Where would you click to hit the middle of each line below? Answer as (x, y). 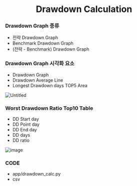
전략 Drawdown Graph (35, 38)
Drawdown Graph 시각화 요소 (40, 64)
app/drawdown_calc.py (36, 174)
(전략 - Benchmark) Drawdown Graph (51, 49)
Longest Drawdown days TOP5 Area (50, 85)
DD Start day (25, 119)
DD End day (25, 130)
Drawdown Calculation (84, 9)
